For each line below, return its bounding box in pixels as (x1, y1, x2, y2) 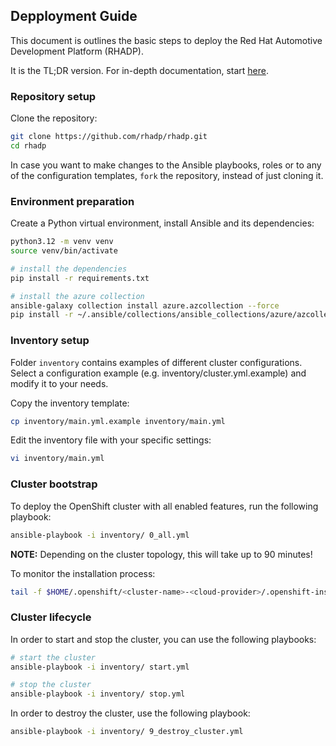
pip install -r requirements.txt (10, 273, 150, 283)
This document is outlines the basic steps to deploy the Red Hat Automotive (10, 34, 323, 46)
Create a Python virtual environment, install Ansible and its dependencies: (10, 217, 315, 229)
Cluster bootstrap (10, 477, 98, 491)
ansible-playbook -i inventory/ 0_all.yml (10, 530, 190, 540)
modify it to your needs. (10, 377, 109, 389)
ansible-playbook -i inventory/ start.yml (10, 662, 190, 672)
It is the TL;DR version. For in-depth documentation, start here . (10, 64, 269, 76)
